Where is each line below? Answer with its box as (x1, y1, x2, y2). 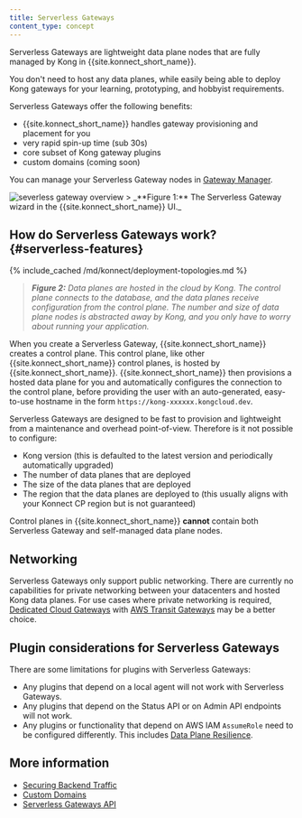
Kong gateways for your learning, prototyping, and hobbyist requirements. (9, 83, 285, 94)
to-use (9, 396, 34, 407)
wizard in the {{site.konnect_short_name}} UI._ (9, 200, 182, 212)
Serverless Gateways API (22, 798, 117, 809)
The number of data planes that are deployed (22, 469, 191, 480)
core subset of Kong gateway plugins (22, 146, 161, 158)
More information (9, 756, 110, 771)
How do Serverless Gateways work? (9, 227, 217, 242)
